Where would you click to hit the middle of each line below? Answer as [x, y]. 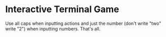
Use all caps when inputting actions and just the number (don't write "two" [83, 23]
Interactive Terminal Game [62, 9]
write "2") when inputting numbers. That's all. [53, 28]
